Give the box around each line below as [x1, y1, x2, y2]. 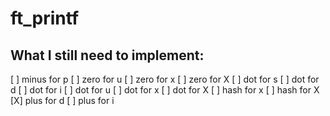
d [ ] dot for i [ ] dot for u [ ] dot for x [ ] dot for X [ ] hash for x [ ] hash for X [10, 84, 320, 96]
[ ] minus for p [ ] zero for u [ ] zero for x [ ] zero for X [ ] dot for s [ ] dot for [10, 73, 320, 85]
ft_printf [10, 7, 80, 30]
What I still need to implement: [10, 47, 205, 64]
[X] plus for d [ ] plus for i [10, 95, 115, 106]
